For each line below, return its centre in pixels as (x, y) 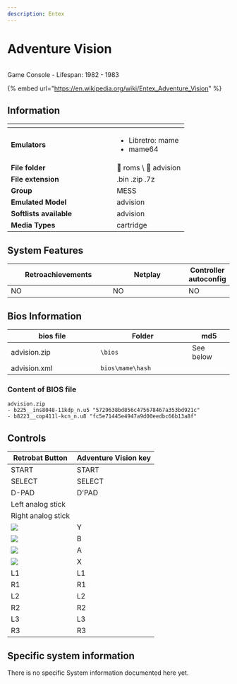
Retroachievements (58, 275)
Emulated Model (39, 202)
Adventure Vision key (114, 458)
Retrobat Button (41, 458)
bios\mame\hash (126, 368)
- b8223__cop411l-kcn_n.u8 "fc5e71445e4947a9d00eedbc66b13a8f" (102, 417)
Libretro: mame (154, 141)
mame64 (144, 149)
